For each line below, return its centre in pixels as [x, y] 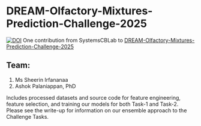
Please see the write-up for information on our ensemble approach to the [97, 110]
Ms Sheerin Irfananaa [41, 79]
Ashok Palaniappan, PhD [45, 86]
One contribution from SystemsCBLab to [73, 40]
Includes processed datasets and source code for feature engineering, [94, 97]
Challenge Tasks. [28, 116]
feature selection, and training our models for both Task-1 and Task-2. [92, 104]
